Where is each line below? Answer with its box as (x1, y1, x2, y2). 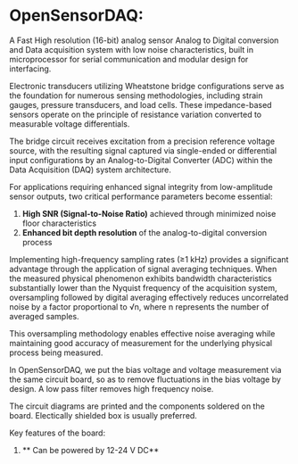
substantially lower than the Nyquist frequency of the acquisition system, (9, 282, 277, 293)
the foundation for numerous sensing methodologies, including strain (9, 90, 263, 101)
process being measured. (9, 347, 103, 358)
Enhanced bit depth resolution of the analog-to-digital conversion (21, 227, 268, 237)
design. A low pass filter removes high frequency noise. (9, 383, 214, 394)
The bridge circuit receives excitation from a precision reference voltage (9, 136, 275, 146)
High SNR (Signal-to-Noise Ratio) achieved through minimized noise (21, 208, 277, 219)
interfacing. (9, 63, 52, 74)
